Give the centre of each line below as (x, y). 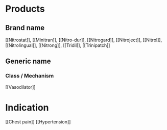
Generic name (28, 61)
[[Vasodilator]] (20, 87)
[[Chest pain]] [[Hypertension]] (38, 122)
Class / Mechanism (30, 76)
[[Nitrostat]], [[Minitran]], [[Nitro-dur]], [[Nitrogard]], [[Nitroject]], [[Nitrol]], (84, 40)
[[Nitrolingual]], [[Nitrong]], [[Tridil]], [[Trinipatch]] (58, 45)
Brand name (25, 28)
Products (25, 9)
